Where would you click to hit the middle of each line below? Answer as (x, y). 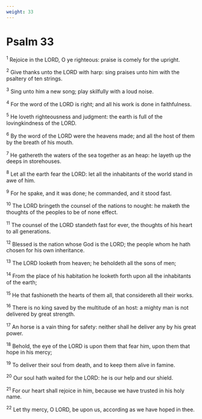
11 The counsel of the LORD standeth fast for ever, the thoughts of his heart (99, 224)
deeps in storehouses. (34, 161)
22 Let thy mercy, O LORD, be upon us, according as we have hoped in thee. (100, 409)
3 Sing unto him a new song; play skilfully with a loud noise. (80, 91)
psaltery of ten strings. (34, 78)
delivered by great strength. (41, 314)
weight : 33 (20, 12)
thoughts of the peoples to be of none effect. (62, 213)
